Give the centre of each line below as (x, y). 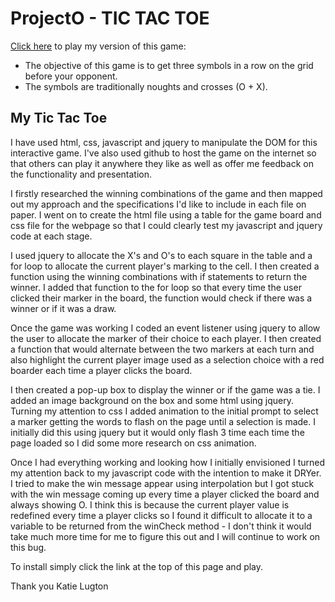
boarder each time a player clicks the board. (101, 370)
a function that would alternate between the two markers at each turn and (162, 349)
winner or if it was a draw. (63, 308)
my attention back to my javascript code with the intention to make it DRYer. (166, 473)
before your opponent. (71, 76)
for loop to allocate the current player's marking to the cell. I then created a (165, 266)
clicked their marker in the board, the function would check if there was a (161, 298)
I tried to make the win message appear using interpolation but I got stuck (162, 483)
